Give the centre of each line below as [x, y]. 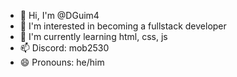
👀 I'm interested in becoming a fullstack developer [123, 26]
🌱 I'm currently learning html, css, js [93, 36]
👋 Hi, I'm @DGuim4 [59, 15]
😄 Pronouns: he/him [62, 62]
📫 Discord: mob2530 [64, 48]
